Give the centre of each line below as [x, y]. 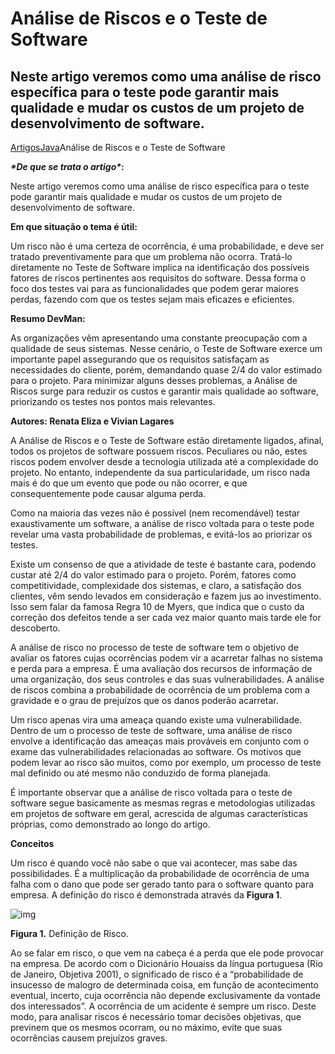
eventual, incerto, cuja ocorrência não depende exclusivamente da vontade [165, 995]
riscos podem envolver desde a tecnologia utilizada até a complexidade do [164, 461]
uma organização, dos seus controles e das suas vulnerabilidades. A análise [167, 679]
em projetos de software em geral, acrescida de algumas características [159, 813]
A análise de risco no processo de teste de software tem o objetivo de [154, 647]
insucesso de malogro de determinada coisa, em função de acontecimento [164, 985]
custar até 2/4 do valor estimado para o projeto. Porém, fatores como [153, 575]
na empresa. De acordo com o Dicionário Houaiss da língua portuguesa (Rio [166, 963]
